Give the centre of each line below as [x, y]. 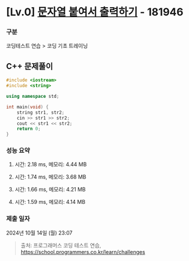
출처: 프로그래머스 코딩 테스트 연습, [61, 245]
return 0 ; [29, 129]
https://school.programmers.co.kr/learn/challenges [83, 252]
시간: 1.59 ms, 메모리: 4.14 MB [50, 202]
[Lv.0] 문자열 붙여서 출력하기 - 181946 [95, 12]
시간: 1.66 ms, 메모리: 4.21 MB [50, 190]
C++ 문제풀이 [30, 66]
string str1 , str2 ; [41, 113]
